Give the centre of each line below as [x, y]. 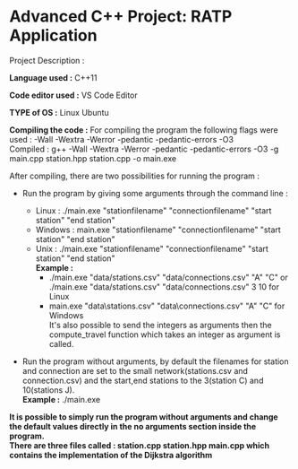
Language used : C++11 [53, 77]
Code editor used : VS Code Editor [73, 95]
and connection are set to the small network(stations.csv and [135, 370]
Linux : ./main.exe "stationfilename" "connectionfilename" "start [153, 210]
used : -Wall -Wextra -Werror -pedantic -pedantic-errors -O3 [122, 139]
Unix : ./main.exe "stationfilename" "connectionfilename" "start [152, 248]
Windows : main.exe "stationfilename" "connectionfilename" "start [158, 230]
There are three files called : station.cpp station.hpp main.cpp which [140, 445]
